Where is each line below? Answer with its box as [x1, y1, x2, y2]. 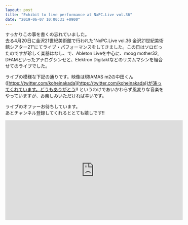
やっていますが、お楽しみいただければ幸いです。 [5, 93, 107, 99]
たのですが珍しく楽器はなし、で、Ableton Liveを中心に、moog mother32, [5, 50, 159, 56]
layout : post [5, 7, 33, 13]
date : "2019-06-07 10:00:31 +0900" [5, 17, 81, 22]
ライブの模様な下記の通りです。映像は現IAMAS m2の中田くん [5, 74, 134, 80]
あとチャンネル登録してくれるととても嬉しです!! [5, 110, 105, 116]
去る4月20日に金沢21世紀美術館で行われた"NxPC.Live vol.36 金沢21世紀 [5, 37, 155, 44]
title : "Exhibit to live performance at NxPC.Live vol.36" [5, 12, 133, 17]
